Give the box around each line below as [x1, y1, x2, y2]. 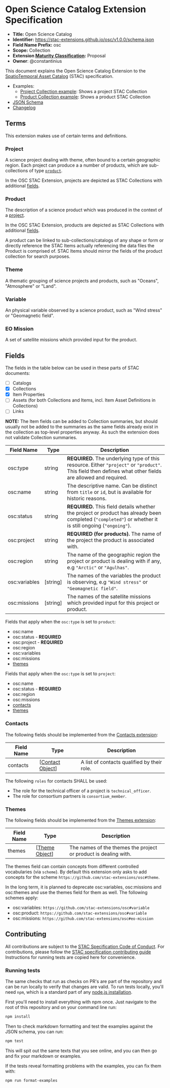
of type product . [29, 168, 63, 174]
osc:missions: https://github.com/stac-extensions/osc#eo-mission [12, 915, 154, 921]
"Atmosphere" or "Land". [5, 283, 57, 289]
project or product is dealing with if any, [67, 558, 162, 565]
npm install [5, 1014, 30, 1019]
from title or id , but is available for [67, 489, 152, 496]
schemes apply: [5, 895, 38, 901]
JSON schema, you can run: [5, 1028, 64, 1034]
